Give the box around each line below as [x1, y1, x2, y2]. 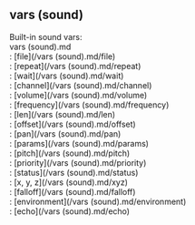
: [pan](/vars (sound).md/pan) [9, 128, 122, 139]
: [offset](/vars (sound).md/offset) [9, 118, 136, 129]
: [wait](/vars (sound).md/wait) [9, 70, 124, 81]
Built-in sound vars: [9, 31, 83, 42]
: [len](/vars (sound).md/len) [9, 108, 116, 119]
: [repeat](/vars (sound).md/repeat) [9, 60, 141, 71]
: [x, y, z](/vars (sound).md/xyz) [9, 177, 129, 188]
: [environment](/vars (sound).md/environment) [9, 196, 187, 207]
